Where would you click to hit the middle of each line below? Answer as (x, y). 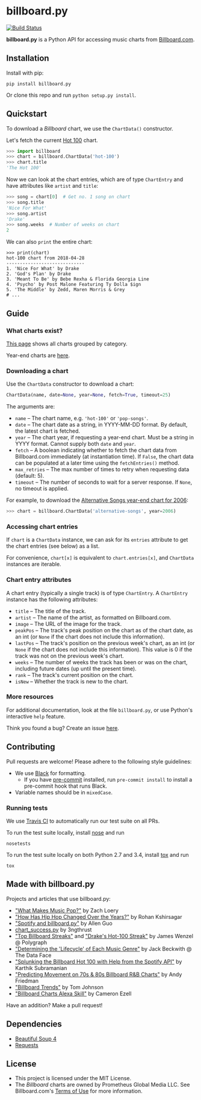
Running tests (27, 808)
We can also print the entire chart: (49, 242)
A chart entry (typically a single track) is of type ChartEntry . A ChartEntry (97, 593)
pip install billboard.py (39, 84)
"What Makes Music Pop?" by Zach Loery (67, 910)
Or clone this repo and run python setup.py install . (71, 95)
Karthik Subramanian (41, 968)
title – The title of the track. (50, 611)
